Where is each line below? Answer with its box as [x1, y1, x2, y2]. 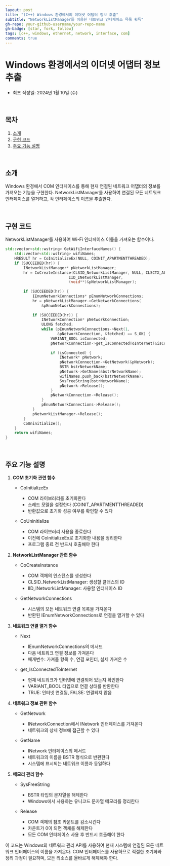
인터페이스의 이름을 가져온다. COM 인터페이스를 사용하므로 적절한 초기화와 [14, 848, 162, 854]
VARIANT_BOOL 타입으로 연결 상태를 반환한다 [27, 683, 119, 689]
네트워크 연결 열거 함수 [12, 623, 57, 629]
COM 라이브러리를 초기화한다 [27, 495, 86, 501]
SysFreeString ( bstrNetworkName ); [59, 378, 130, 383]
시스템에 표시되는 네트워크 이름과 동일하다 [27, 760, 110, 766]
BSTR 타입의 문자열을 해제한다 [27, 791, 89, 798]
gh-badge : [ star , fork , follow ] [5, 26, 73, 31]
